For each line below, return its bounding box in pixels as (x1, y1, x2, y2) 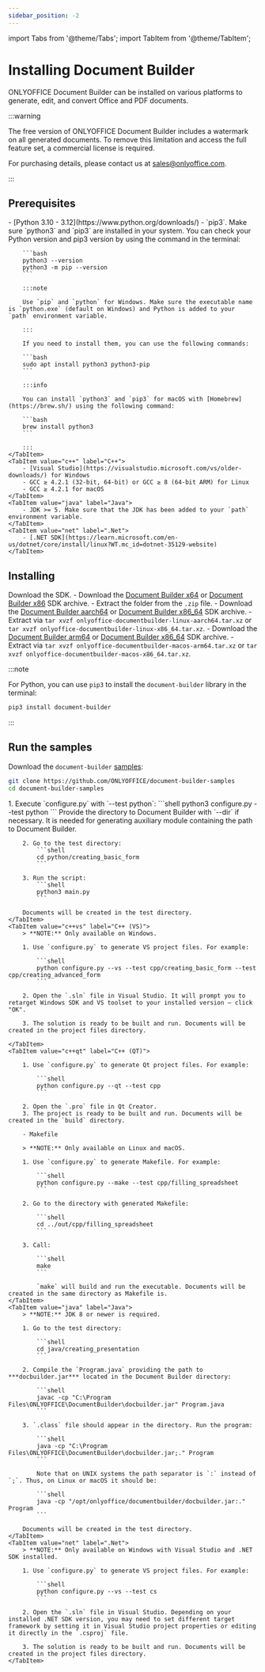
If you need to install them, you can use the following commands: (22, 340, 249, 348)
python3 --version (22, 256, 83, 265)
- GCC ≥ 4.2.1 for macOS (22, 485, 104, 493)
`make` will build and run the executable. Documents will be (36, 1282, 246, 1290)
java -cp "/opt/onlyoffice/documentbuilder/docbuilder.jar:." (36, 1497, 246, 1505)
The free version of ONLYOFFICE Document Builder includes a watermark (8, 126, 249, 135)
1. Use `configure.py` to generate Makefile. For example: (22, 1157, 221, 1166)
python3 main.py (36, 887, 90, 895)
